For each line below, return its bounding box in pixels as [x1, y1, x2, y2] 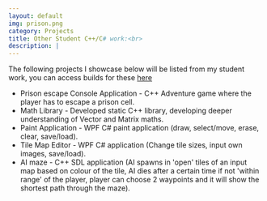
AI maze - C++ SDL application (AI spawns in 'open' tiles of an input [19, 157, 248, 167]
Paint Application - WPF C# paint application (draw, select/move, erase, [19, 123, 260, 133]
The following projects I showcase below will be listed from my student [8, 64, 245, 74]
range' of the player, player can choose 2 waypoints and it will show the [19, 175, 260, 185]
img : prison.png [8, 19, 63, 28]
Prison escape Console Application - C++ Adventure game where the [19, 88, 252, 98]
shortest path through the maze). [19, 183, 131, 193]
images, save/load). [19, 149, 87, 159]
